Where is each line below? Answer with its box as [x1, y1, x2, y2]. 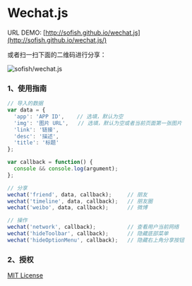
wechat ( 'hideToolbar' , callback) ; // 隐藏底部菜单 [7, 230, 169, 237]
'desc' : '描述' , [13, 133, 59, 140]
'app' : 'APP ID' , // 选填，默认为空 [13, 113, 124, 120]
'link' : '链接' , [13, 126, 59, 133]
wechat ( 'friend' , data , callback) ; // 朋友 [7, 191, 148, 198]
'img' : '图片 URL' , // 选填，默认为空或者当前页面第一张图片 [13, 119, 182, 126]
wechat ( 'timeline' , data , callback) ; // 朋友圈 [7, 198, 153, 205]
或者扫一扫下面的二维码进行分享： [7, 50, 107, 59]
